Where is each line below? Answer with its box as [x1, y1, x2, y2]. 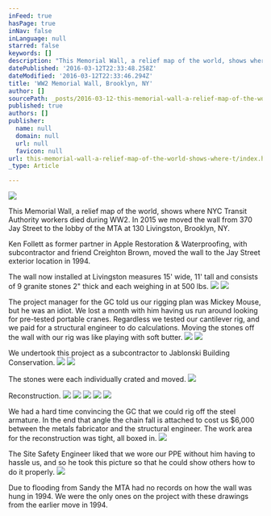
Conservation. [8, 358, 56, 367]
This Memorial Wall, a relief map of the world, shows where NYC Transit [8, 207, 248, 216]
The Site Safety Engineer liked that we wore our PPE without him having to [8, 449, 256, 459]
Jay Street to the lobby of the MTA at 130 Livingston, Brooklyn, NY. [8, 224, 230, 233]
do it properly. [8, 468, 55, 477]
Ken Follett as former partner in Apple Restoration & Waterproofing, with [8, 239, 248, 249]
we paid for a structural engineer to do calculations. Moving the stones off [8, 323, 255, 333]
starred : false [8, 42, 60, 50]
